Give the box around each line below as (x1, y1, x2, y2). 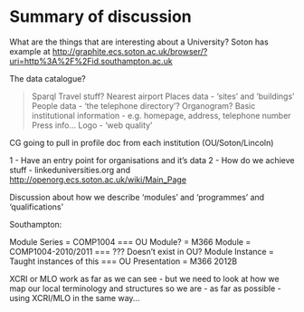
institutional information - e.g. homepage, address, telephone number (31, 110, 291, 121)
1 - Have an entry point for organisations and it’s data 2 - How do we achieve (9, 154, 295, 165)
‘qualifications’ (9, 201, 63, 212)
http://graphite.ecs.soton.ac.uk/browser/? (52, 45, 208, 56)
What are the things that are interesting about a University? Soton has (9, 36, 269, 47)
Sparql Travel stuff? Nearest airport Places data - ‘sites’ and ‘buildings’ (31, 91, 295, 102)
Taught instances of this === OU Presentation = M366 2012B (9, 256, 238, 267)
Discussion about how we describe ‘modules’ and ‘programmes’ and (9, 191, 265, 202)
